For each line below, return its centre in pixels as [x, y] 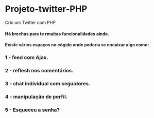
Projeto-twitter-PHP [46, 9]
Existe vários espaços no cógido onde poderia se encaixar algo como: [77, 45]
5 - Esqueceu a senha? [32, 110]
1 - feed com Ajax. [27, 58]
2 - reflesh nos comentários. [39, 70]
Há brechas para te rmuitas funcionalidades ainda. [57, 34]
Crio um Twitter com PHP [30, 22]
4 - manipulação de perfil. [36, 97]
